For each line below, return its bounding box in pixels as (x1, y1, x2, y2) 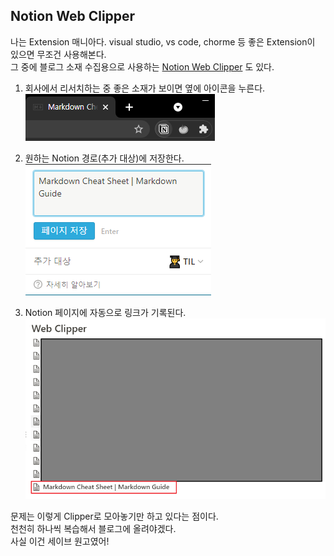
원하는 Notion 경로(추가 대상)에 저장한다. (24, 152, 185, 164)
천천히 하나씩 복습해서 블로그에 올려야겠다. (10, 523, 177, 535)
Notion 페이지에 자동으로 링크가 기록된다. (24, 306, 187, 318)
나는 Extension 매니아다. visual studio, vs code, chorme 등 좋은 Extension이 (10, 35, 316, 48)
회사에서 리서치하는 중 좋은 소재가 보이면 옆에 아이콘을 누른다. (24, 82, 266, 94)
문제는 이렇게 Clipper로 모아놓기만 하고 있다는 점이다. (10, 510, 219, 523)
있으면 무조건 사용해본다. (10, 48, 107, 60)
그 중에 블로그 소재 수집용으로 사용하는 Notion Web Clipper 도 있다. (10, 60, 275, 73)
